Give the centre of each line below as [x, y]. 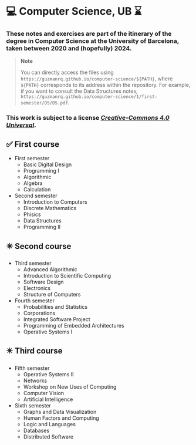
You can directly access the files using [67, 73]
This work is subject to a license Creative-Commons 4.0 [88, 118]
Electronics [37, 288]
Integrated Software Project [57, 319]
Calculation [37, 190]
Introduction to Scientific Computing [67, 276]
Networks [35, 380]
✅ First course [33, 144]
